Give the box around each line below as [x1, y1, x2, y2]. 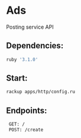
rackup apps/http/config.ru [6, 89, 76, 95]
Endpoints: [6, 105, 47, 115]
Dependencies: [6, 41, 64, 51]
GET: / [8, 121, 25, 127]
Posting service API [6, 23, 54, 30]
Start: [6, 73, 28, 84]
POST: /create [8, 127, 44, 133]
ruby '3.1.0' [6, 56, 38, 63]
